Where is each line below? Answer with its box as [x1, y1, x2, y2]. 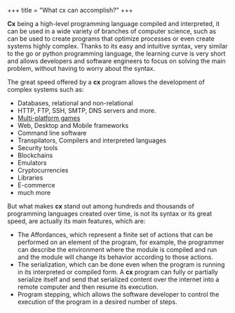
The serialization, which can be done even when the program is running [17, 260, 225, 269]
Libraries [17, 173, 43, 182]
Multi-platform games [17, 114, 81, 122]
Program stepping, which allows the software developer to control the [17, 291, 220, 298]
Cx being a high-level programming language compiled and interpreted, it [7, 20, 220, 27]
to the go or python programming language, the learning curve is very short [7, 49, 226, 58]
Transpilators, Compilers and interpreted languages [17, 136, 167, 145]
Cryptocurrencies [17, 166, 69, 174]
